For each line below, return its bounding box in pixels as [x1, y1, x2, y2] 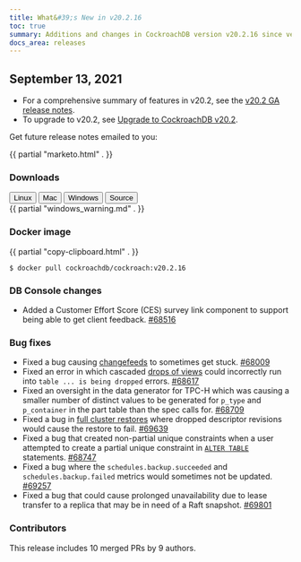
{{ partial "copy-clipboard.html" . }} [9, 246, 139, 256]
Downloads [9, 171, 60, 184]
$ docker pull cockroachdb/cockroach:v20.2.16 [9, 264, 186, 272]
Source [108, 194, 134, 203]
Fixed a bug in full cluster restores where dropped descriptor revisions [21, 414, 282, 425]
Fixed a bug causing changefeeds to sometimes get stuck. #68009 [21, 357, 271, 367]
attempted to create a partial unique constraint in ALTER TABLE [21, 443, 249, 454]
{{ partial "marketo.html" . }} [9, 149, 114, 160]
